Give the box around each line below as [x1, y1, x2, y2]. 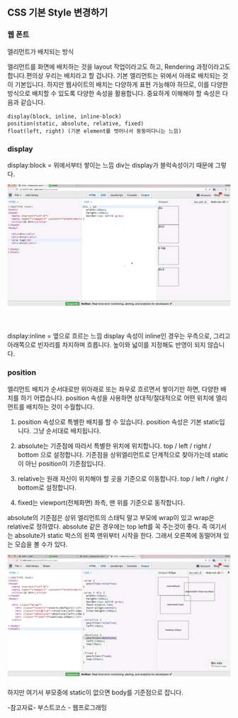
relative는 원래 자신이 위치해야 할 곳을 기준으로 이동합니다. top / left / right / [17, 474, 229, 482]
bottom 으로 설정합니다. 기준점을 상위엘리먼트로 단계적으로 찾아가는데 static [17, 450, 229, 459]
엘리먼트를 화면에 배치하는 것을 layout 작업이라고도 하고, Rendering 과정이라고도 [7, 62, 231, 71]
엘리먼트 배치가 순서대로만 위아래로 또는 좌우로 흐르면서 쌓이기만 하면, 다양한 [7, 385, 220, 393]
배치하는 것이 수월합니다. [25, 402, 95, 411]
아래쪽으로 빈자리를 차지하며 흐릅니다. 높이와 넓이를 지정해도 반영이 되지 [7, 341, 206, 349]
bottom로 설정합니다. [17, 483, 76, 492]
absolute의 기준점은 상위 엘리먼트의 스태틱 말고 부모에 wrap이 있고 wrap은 [7, 513, 215, 521]
